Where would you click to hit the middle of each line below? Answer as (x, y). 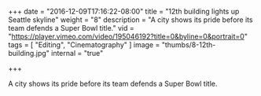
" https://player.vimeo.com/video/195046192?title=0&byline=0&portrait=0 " (128, 36)
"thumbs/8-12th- (189, 45)
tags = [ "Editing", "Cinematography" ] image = (84, 45)
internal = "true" (77, 53)
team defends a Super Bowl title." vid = (72, 28)
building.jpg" (29, 53)
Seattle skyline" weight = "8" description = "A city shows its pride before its (130, 20)
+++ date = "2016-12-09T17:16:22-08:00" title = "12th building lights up (124, 11)
